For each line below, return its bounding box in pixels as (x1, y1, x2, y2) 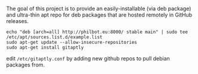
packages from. (6, 62, 45, 68)
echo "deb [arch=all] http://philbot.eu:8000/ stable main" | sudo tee (6, 29, 188, 35)
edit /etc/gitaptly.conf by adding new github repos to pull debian (6, 55, 170, 62)
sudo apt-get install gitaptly (6, 44, 84, 50)
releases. (6, 18, 29, 24)
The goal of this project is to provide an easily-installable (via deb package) (6, 5, 191, 12)
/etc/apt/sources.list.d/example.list (6, 34, 103, 40)
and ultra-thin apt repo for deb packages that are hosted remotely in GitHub (6, 11, 193, 18)
